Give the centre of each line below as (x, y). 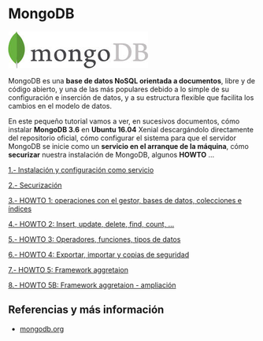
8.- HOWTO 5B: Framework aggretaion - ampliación (92, 285)
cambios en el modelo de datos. (60, 106)
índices (20, 209)
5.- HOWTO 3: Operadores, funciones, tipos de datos (94, 239)
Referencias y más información (86, 310)
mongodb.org (42, 328)
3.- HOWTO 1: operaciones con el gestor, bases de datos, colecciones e (125, 200)
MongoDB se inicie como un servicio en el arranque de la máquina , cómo (129, 146)
